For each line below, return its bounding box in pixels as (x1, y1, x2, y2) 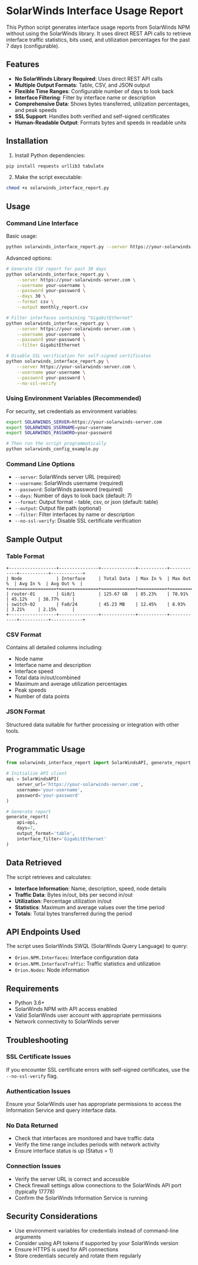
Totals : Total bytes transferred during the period (14, 910, 133, 917)
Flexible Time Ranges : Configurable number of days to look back (14, 87, 174, 95)
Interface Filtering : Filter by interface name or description (14, 94, 156, 101)
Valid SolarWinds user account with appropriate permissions (14, 1012, 162, 1019)
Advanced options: (6, 255, 52, 262)
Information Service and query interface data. (6, 1107, 117, 1114)
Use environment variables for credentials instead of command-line (14, 1227, 179, 1234)
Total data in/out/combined (14, 674, 81, 681)
